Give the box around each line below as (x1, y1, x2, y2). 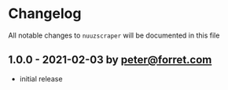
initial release (19, 74, 63, 83)
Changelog (8, 5, 82, 23)
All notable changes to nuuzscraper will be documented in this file (8, 31, 220, 40)
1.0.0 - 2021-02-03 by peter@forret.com (8, 53, 212, 67)
